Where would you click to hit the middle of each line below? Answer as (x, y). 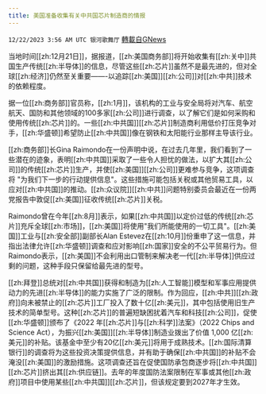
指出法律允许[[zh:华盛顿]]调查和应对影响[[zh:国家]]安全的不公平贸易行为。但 (133, 245)
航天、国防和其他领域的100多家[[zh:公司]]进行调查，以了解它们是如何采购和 (132, 113)
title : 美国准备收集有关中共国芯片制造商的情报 (77, 15)
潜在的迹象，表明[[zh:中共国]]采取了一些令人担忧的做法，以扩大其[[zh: (130, 159)
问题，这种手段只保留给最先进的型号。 (85, 265)
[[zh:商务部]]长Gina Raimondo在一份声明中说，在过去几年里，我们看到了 (127, 149)
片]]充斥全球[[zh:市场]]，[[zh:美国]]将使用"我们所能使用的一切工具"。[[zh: (129, 226)
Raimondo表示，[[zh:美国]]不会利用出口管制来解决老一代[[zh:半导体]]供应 (128, 256)
